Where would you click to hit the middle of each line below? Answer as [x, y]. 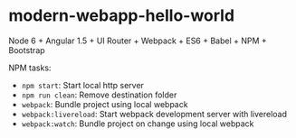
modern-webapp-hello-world [122, 16]
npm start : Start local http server [82, 85]
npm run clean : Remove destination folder [99, 95]
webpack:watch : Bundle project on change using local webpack [138, 124]
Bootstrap [27, 50]
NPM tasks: [30, 68]
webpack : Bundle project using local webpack [105, 104]
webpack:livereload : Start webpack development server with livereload [154, 114]
